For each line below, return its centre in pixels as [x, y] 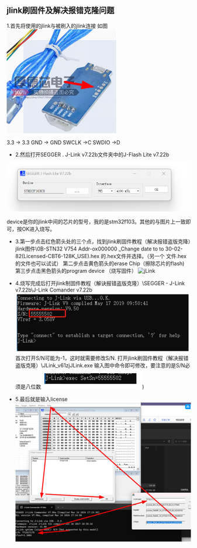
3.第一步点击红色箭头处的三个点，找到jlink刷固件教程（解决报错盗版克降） [103, 242]
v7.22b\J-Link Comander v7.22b [54, 290]
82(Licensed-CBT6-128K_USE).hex [57, 256]
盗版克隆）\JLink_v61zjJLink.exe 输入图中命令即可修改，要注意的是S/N [100, 366]
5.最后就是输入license [41, 399]
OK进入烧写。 [39, 229]
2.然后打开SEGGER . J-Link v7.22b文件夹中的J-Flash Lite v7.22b [92, 154]
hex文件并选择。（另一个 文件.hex [147, 256]
